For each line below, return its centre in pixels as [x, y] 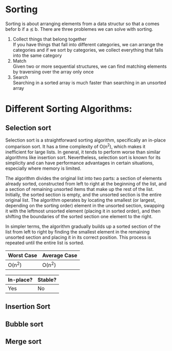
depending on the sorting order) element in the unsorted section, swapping [85, 205]
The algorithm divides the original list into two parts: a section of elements [84, 178]
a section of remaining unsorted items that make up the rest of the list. [80, 189]
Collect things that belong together [50, 39]
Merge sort [24, 342]
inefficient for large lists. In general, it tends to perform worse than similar [83, 152]
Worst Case [23, 255]
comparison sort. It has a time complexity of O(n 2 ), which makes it [75, 146]
